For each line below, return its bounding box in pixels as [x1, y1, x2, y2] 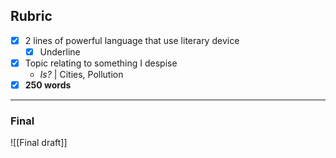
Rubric [10, 8, 53, 25]
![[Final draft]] [10, 137, 68, 149]
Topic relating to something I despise [24, 57, 178, 69]
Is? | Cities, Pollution [39, 69, 124, 80]
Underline [39, 45, 81, 58]
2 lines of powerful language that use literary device [24, 34, 240, 46]
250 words [24, 79, 72, 91]
